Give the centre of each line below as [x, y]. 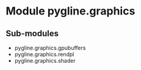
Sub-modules [32, 33]
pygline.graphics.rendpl [44, 54]
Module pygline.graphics [70, 11]
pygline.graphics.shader [45, 61]
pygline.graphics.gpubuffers [50, 48]
